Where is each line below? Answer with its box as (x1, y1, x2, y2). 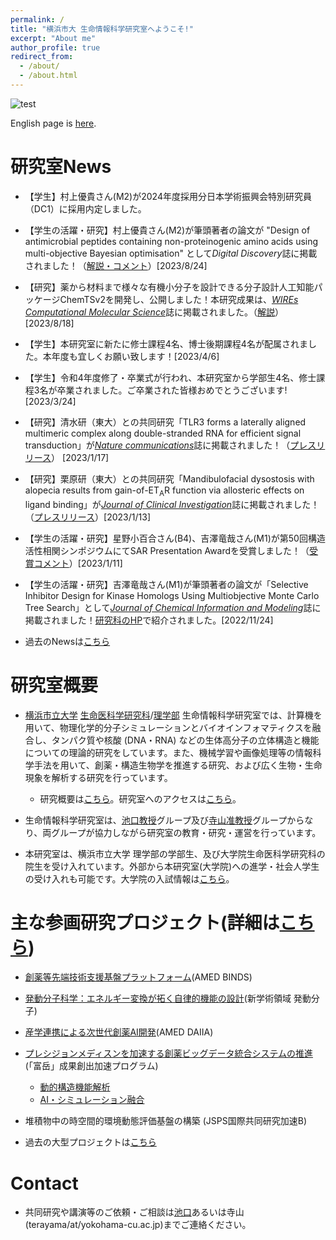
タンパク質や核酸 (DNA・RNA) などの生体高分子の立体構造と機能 (51, 734, 320, 746)
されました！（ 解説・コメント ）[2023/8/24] (24, 259, 208, 271)
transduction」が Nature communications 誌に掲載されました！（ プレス (24, 439, 317, 451)
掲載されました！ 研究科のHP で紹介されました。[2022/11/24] (24, 614, 274, 626)
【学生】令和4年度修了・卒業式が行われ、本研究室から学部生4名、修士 (24, 371, 317, 383)
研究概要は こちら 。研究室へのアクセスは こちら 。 (39, 792, 242, 805)
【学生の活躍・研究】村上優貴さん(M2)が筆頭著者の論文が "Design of (24, 224, 311, 236)
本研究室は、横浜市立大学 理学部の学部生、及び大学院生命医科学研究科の (24, 847, 326, 860)
